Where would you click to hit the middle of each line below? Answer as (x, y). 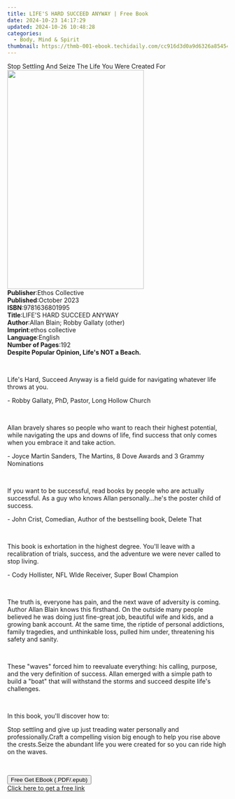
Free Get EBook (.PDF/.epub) (49, 780)
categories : (24, 33)
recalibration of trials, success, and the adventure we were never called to (114, 554)
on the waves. (27, 752)
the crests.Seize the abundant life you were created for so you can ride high (116, 744)
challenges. (24, 689)
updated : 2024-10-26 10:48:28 (51, 27)
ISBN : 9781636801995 (38, 308)
